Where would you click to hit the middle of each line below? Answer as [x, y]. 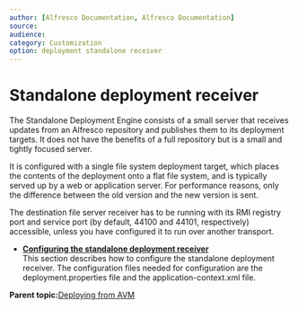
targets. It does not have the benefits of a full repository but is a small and [146, 139]
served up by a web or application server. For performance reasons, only [145, 186]
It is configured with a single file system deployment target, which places [145, 166]
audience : [28, 34]
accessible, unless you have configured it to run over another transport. [142, 232]
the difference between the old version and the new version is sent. [134, 195]
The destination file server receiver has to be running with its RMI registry [145, 213]
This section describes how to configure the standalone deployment [149, 259]
